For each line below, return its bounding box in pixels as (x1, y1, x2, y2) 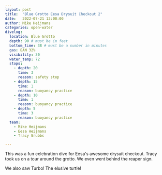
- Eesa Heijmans (14, 129, 47, 134)
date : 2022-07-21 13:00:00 (5, 16, 64, 21)
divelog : (5, 30, 23, 34)
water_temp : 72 (9, 57, 40, 62)
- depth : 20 (14, 66, 38, 71)
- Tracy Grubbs (14, 133, 44, 138)
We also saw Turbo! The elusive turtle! (5, 165, 81, 171)
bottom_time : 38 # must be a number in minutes (9, 43, 107, 48)
